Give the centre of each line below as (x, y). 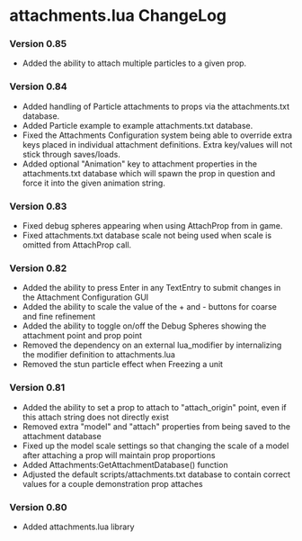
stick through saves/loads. (71, 154)
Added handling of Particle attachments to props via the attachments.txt (156, 106)
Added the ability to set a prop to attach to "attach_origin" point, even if (155, 407)
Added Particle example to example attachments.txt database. (138, 125)
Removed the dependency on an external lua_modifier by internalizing (152, 345)
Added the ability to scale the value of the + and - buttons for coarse (149, 307)
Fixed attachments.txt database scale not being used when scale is (147, 236)
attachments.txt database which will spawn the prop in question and (149, 173)
